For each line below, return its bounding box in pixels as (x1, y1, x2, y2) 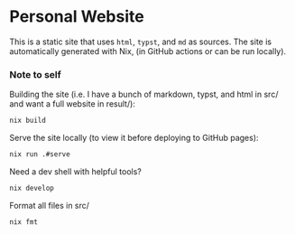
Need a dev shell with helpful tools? (9, 165, 143, 177)
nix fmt (9, 217, 39, 227)
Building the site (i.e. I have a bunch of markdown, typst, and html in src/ (9, 89, 279, 100)
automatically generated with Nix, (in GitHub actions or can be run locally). (9, 45, 287, 56)
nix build (9, 116, 47, 126)
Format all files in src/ (9, 200, 90, 211)
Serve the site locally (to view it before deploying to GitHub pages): (9, 133, 259, 144)
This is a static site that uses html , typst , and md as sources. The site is (9, 36, 272, 47)
